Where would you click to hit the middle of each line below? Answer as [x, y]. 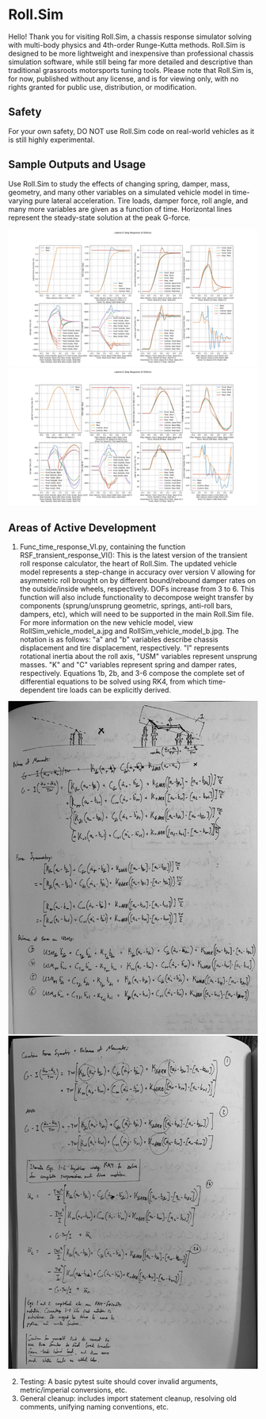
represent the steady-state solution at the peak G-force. [100, 217]
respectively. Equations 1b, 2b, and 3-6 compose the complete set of [132, 673]
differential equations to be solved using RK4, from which [113, 682]
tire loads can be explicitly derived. [114, 690]
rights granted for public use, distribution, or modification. [103, 87]
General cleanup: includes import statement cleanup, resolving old [128, 1398]
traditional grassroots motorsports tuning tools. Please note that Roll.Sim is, [131, 70]
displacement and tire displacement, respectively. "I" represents [124, 648]
